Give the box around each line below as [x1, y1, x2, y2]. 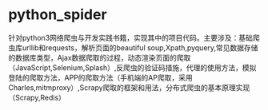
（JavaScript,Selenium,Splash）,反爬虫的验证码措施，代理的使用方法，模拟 [8, 62, 257, 73]
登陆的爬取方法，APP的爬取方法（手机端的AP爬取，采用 [8, 73, 194, 82]
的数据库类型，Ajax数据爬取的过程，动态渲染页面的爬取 [8, 53, 191, 62]
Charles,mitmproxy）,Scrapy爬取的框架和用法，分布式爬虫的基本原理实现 [8, 82, 250, 92]
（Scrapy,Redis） [8, 92, 66, 102]
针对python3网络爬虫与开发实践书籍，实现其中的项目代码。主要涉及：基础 [8, 33, 254, 42]
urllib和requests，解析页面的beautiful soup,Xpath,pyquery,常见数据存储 [22, 42, 258, 53]
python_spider [8, 6, 107, 24]
